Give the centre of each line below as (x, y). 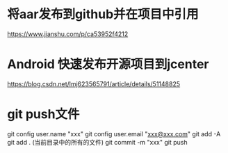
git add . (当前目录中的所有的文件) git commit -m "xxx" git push (97, 142)
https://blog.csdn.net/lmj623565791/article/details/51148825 (94, 83)
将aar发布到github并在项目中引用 (103, 14)
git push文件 (43, 114)
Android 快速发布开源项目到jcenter (108, 64)
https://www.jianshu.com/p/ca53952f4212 (68, 34)
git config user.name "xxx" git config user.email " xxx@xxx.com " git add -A (114, 134)
